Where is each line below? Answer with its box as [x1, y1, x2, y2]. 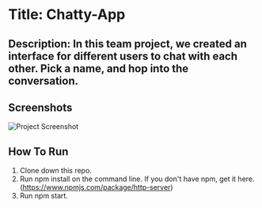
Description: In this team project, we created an [8, 37, 247, 51]
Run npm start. [19, 191, 69, 201]
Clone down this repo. [19, 166, 93, 176]
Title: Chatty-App [8, 6, 126, 24]
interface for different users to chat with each [8, 49, 238, 62]
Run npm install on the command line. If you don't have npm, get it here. [19, 174, 255, 183]
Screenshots [8, 100, 73, 114]
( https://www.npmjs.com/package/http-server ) [19, 183, 173, 192]
